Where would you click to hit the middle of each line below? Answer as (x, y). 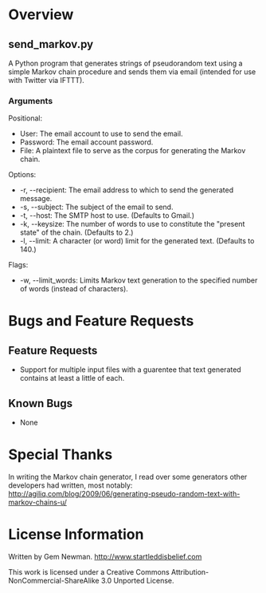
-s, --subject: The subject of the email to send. (96, 207)
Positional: (25, 118)
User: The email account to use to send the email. (101, 134)
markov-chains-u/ (38, 502)
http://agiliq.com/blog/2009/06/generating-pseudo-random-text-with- (124, 494)
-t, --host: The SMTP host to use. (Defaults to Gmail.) (107, 215)
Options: (22, 175)
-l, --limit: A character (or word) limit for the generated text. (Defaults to (137, 241)
